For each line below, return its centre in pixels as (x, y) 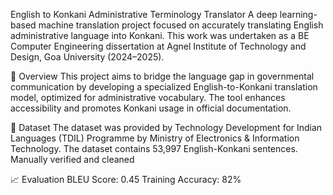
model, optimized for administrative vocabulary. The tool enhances (148, 97)
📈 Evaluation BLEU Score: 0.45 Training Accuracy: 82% (126, 179)
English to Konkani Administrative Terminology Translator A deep (144, 14)
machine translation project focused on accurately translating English (181, 25)
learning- (298, 14)
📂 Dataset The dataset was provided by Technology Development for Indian (166, 127)
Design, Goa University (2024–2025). (87, 57)
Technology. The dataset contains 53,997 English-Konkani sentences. (154, 148)
